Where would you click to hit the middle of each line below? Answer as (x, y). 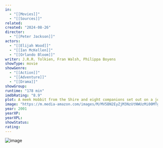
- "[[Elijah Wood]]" (30, 46)
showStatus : (17, 122)
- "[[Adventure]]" (28, 77)
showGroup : (16, 86)
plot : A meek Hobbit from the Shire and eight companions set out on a (79, 100)
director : (15, 32)
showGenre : (16, 68)
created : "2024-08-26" (28, 28)
